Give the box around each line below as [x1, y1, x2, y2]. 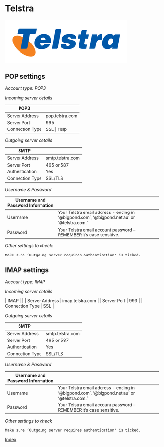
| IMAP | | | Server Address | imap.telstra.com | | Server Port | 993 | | [5, 298, 143, 303]
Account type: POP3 [5, 85, 46, 91]
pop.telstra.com [45, 113, 78, 119]
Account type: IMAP [5, 279, 45, 285]
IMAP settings [5, 266, 49, 274]
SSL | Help [45, 127, 67, 132]
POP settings [5, 72, 45, 81]
